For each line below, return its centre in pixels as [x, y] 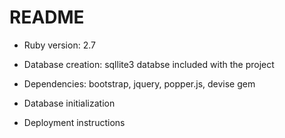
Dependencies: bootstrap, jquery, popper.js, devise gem [139, 83]
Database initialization [69, 103]
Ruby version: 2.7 [59, 45]
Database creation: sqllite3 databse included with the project [149, 64]
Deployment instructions [74, 122]
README [47, 17]
